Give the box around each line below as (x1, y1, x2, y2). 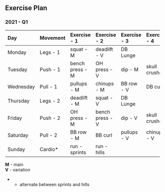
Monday (7, 49, 27, 55)
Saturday (7, 132, 28, 138)
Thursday (7, 97, 30, 104)
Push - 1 (39, 66, 60, 73)
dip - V (121, 114, 137, 121)
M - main (5, 162, 24, 167)
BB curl (95, 132, 112, 138)
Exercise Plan (5, 4, 48, 12)
